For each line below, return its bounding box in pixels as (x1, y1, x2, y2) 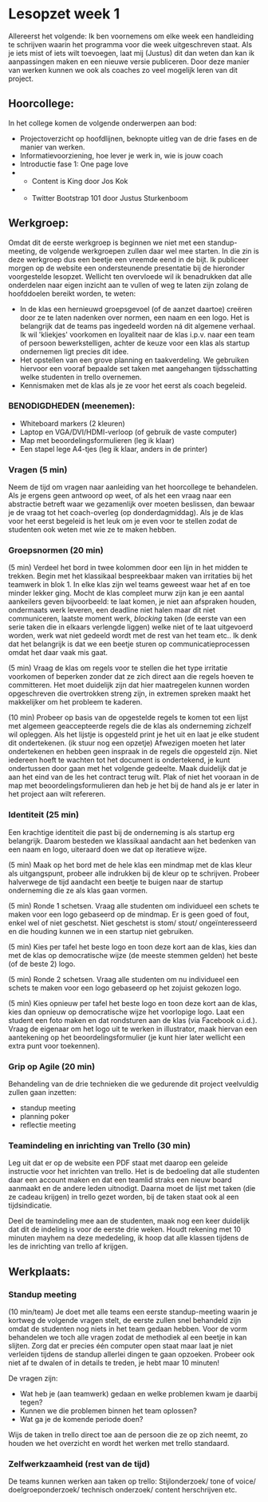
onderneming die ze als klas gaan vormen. (8, 885, 148, 895)
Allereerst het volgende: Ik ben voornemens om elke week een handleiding (8, 31, 254, 41)
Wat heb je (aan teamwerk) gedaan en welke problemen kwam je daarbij (19, 1389, 258, 1399)
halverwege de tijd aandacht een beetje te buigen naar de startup (8, 877, 223, 886)
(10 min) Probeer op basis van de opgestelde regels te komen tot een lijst (8, 713, 249, 722)
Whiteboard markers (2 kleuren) (19, 418, 125, 428)
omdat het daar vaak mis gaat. (8, 648, 108, 657)
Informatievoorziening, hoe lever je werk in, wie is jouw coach (19, 150, 223, 160)
